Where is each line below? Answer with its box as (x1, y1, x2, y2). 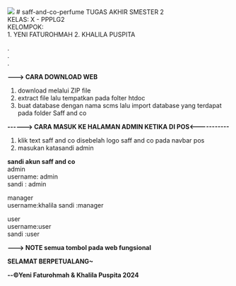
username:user (7, 222, 52, 230)
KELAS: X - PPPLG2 (7, 16, 65, 23)
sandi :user (7, 230, 40, 238)
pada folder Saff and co (17, 109, 87, 117)
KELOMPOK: (7, 23, 44, 31)
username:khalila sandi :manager (7, 201, 104, 209)
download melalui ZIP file (17, 86, 91, 95)
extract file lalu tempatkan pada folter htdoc (17, 94, 146, 102)
